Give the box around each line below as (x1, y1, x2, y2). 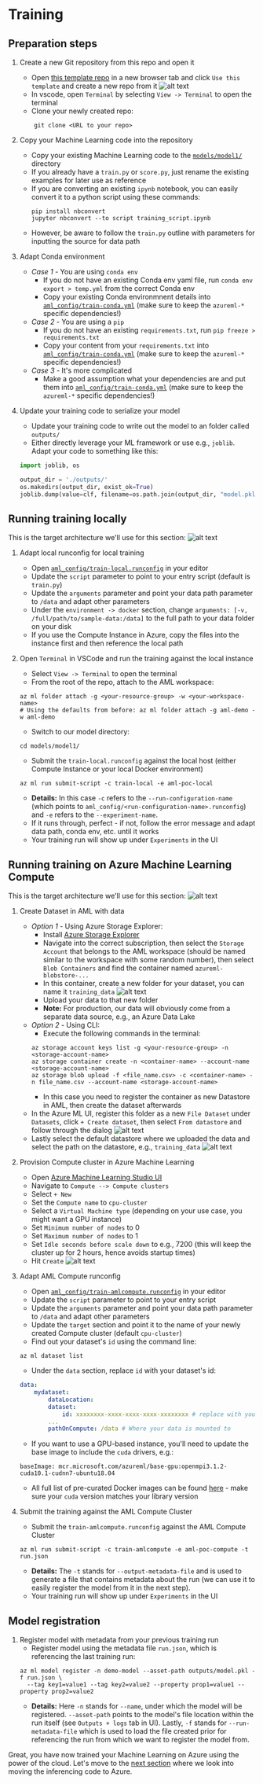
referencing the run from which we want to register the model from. (31, 1735, 250, 1745)
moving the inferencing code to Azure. (8, 1767, 133, 1776)
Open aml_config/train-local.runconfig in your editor (31, 564, 209, 573)
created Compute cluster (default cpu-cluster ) (31, 1329, 182, 1338)
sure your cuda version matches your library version (31, 1492, 199, 1501)
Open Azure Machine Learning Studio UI (31, 1173, 163, 1183)
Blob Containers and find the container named (42, 963, 194, 973)
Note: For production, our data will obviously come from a (42, 1004, 231, 1013)
